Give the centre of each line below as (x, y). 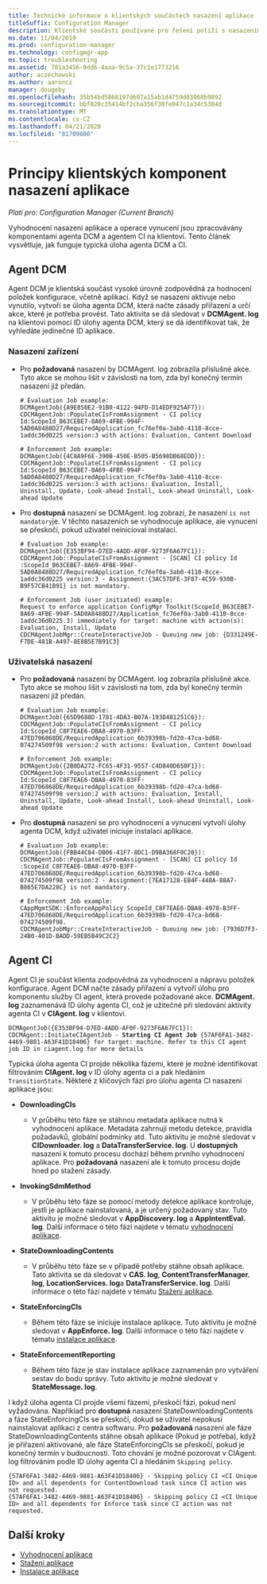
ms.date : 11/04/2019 (43, 38)
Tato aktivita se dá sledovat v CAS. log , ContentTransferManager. (141, 1275)
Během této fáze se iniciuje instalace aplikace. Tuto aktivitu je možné (144, 1322)
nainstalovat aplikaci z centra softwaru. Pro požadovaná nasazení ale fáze (130, 1427)
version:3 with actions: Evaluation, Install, (145, 484)
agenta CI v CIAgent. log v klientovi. (68, 1013)
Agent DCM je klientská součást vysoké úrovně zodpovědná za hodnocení (130, 289)
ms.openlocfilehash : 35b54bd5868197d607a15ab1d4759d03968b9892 (115, 97)
